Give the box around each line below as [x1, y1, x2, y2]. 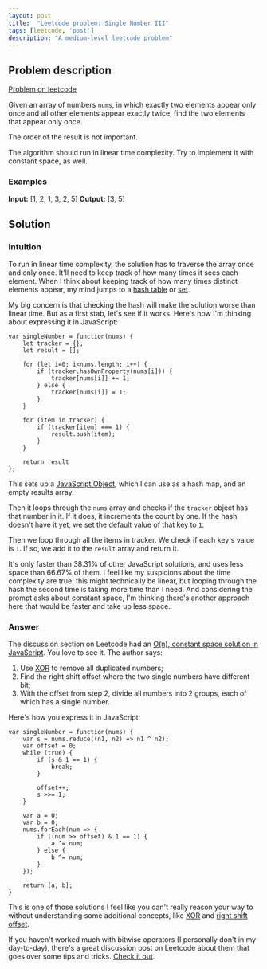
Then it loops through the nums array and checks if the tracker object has [8, 503, 249, 512]
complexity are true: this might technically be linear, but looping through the [8, 576, 257, 586]
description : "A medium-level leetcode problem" [8, 33, 173, 42]
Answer [8, 621, 40, 632]
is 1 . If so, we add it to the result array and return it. [8, 543, 179, 554]
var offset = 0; [22, 742, 77, 750]
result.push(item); [50, 430, 116, 438]
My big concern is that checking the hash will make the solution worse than [8, 300, 256, 310]
